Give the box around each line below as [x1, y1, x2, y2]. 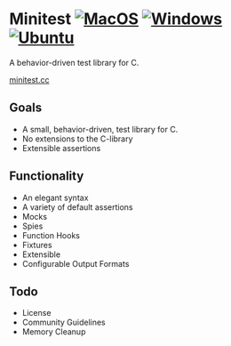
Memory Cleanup [21, 326, 86, 337]
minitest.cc [9, 74, 50, 84]
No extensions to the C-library [21, 133, 133, 144]
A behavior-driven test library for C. [9, 57, 139, 68]
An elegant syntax [21, 192, 89, 203]
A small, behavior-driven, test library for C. [21, 124, 179, 134]
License [21, 308, 52, 318]
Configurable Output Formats [21, 258, 130, 269]
